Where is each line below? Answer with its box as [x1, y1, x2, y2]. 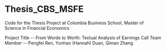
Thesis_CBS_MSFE [4, 3, 84, 15]
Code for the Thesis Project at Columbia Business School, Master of [4, 20, 144, 26]
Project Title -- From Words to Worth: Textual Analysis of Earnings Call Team [4, 35, 162, 41]
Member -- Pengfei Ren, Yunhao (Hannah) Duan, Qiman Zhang [4, 40, 133, 46]
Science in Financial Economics [4, 25, 70, 31]
